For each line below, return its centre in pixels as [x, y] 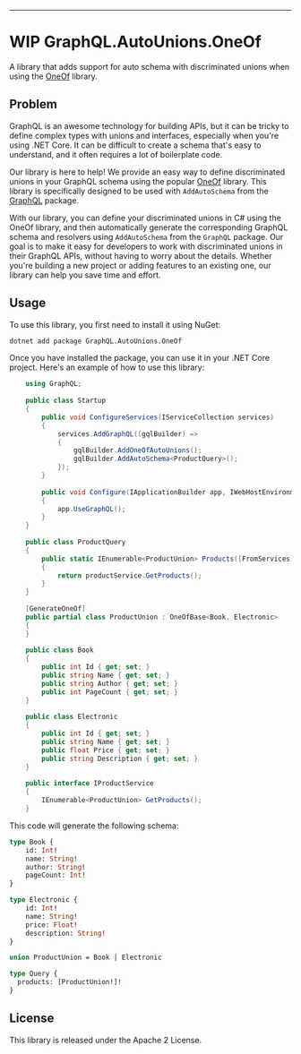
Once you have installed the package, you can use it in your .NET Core [140, 358]
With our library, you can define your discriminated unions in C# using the [146, 218]
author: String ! [56, 867]
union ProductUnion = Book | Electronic [86, 958]
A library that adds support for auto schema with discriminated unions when [150, 66]
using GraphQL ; [54, 384]
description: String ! [65, 933]
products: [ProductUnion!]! [70, 982]
